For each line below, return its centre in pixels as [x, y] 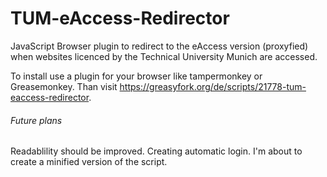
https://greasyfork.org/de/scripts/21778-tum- [213, 86]
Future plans [36, 120]
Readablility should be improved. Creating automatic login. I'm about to [156, 151]
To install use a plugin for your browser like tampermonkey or [136, 76]
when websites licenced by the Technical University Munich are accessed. [164, 56]
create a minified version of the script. [89, 162]
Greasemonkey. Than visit [64, 86]
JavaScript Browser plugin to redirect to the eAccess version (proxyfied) [159, 46]
